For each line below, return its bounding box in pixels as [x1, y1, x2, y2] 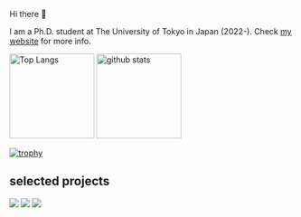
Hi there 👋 [9, 9, 47, 19]
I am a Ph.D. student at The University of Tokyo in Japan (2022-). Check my [9, 26, 292, 36]
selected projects [9, 174, 110, 189]
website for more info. [9, 36, 92, 46]
